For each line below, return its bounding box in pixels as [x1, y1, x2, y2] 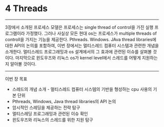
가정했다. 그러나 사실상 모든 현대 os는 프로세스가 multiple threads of [26, 30, 157, 36]
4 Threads [5, 3, 48, 14]
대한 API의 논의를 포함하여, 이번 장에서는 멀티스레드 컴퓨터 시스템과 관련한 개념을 [5, 42, 159, 48]
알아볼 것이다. [10, 61, 37, 66]
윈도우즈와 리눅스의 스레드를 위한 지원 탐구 [12, 117, 94, 123]
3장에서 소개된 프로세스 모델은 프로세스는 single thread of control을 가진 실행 [5, 24, 154, 30]
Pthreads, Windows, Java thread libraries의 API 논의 [12, 98, 116, 104]
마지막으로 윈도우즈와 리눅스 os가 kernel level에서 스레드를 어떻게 [15, 55, 141, 61]
